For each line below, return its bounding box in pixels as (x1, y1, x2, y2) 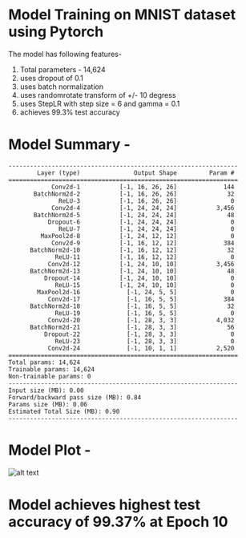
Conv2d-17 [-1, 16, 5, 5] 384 (47, 295, 235, 303)
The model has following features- (8, 49, 123, 59)
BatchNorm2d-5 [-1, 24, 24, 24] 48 (33, 211, 235, 219)
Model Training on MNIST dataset (8, 6, 236, 24)
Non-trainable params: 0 (8, 372, 91, 380)
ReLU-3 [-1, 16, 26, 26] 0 (58, 196, 235, 205)
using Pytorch (8, 22, 104, 41)
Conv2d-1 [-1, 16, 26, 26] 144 (50, 183, 235, 191)
